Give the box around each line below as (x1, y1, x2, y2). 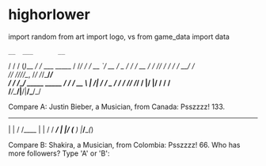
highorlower (8, 6, 91, 24)
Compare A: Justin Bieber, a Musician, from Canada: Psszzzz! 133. (8, 102, 226, 111)
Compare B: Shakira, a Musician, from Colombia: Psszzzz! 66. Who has (8, 140, 241, 149)
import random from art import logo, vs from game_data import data (8, 32, 230, 41)
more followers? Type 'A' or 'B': (8, 149, 110, 158)
